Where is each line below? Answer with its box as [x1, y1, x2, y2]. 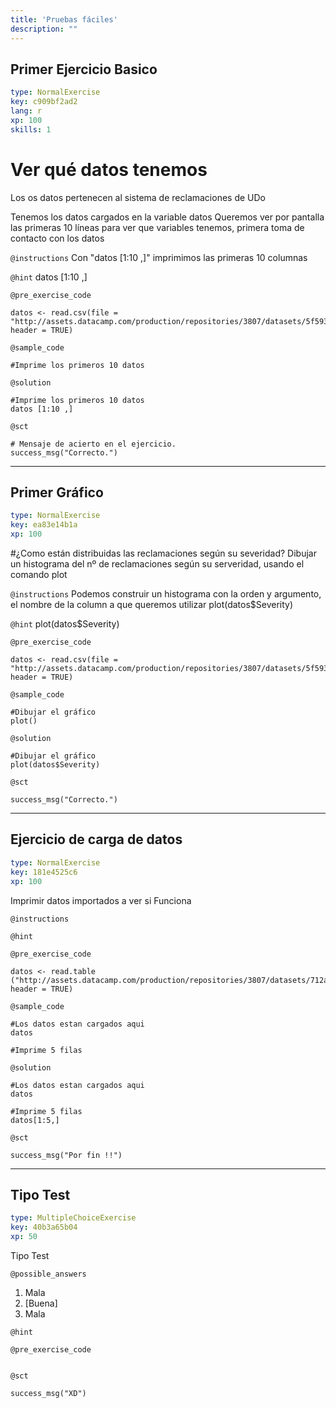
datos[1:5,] [10, 1115, 60, 1125]
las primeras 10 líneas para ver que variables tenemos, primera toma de [10, 221, 305, 233]
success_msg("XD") [10, 1388, 87, 1398]
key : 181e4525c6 [10, 867, 78, 877]
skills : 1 [10, 124, 52, 135]
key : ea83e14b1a [10, 520, 78, 530]
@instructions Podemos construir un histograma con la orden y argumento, [10, 588, 322, 600]
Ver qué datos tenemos [10, 158, 208, 181]
